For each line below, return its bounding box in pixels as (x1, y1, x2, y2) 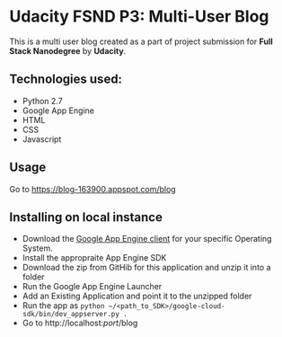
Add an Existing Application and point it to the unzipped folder (22, 290, 252, 302)
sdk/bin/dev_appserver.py (22, 310, 119, 319)
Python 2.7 (22, 95, 63, 106)
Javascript (22, 133, 62, 145)
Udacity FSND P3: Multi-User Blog (9, 6, 269, 27)
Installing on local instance (9, 209, 163, 225)
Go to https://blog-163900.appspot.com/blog (9, 183, 177, 194)
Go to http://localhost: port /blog (22, 317, 138, 329)
